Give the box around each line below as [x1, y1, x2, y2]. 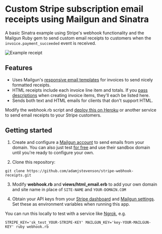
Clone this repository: [12, 159, 55, 165]
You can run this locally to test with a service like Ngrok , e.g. [5, 211, 126, 216]
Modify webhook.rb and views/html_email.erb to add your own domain [12, 181, 157, 187]
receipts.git [5, 173, 32, 177]
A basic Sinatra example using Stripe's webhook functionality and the [5, 30, 144, 36]
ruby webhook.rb [16, 224, 49, 229]
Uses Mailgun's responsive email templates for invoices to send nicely [12, 77, 153, 82]
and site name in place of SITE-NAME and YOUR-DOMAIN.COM [12, 186, 126, 192]
